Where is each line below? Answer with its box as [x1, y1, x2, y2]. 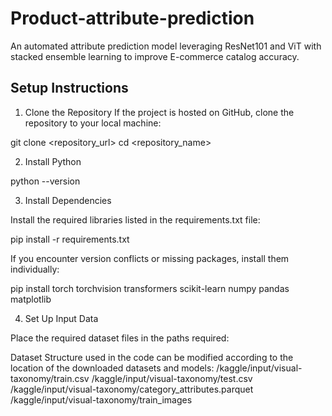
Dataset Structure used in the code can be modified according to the [10, 351, 294, 363]
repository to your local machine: [24, 117, 162, 129]
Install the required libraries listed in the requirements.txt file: [10, 213, 261, 226]
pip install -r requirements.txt [10, 233, 130, 245]
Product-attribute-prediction [10, 7, 255, 30]
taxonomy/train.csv [10, 372, 90, 384]
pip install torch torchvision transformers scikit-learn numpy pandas [10, 282, 290, 294]
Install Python [24, 155, 82, 167]
